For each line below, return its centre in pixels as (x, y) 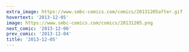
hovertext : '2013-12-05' (38, 17)
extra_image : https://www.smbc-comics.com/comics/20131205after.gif (94, 12)
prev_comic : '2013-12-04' (39, 34)
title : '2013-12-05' (32, 39)
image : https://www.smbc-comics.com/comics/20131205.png (80, 23)
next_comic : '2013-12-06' (39, 28)
